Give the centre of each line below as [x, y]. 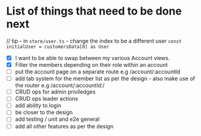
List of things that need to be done [94, 11]
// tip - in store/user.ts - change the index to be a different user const [94, 41]
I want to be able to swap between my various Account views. [92, 58]
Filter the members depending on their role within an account [91, 65]
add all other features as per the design [64, 126]
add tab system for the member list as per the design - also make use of [105, 79]
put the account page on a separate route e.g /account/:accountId [97, 72]
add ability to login [38, 106]
